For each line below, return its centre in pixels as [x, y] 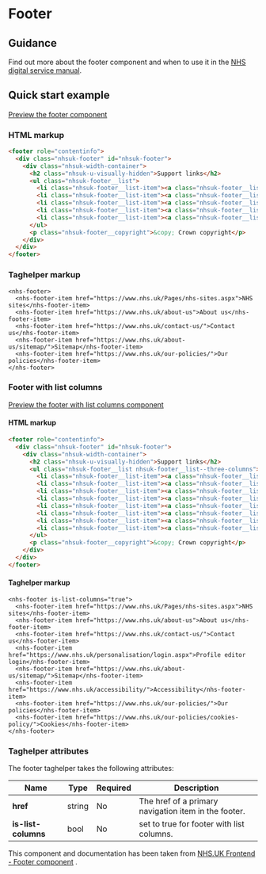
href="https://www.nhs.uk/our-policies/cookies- [157, 717]
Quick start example [59, 95]
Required [114, 788]
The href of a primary [179, 801]
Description [196, 788]
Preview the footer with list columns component [86, 404]
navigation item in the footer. [192, 811]
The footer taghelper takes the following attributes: [91, 769]
